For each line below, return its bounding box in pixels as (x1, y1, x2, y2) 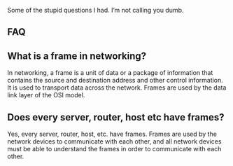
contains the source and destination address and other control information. (7, 76, 224, 85)
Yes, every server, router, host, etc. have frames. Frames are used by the (7, 130, 217, 139)
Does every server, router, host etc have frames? (7, 111, 225, 123)
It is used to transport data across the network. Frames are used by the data (7, 83, 227, 92)
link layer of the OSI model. (7, 91, 85, 99)
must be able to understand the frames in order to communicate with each (7, 145, 222, 153)
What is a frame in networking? (7, 50, 147, 62)
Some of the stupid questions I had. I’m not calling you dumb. (7, 6, 184, 14)
